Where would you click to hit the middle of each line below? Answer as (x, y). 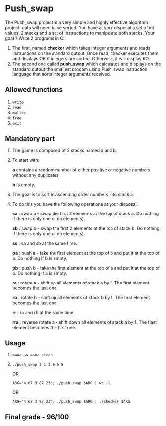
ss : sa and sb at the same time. (45, 243)
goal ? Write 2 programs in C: (35, 38)
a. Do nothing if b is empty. (40, 258)
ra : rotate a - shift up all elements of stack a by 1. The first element (81, 283)
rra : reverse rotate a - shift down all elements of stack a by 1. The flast (84, 322)
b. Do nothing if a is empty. (40, 273)
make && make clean (32, 355)
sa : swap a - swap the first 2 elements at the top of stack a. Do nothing (85, 213)
